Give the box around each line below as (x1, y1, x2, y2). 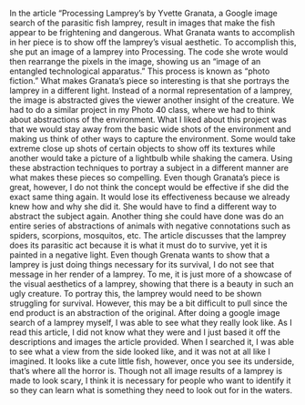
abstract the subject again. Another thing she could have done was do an (9, 211, 284, 221)
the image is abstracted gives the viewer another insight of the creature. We (9, 95, 294, 106)
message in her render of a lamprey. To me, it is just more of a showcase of (9, 268, 293, 279)
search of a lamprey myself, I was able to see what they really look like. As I (9, 318, 293, 328)
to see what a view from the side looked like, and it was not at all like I (9, 346, 270, 357)
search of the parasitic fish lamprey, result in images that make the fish (9, 17, 276, 28)
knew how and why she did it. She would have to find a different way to (9, 201, 278, 212)
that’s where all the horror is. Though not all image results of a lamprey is (9, 366, 283, 376)
